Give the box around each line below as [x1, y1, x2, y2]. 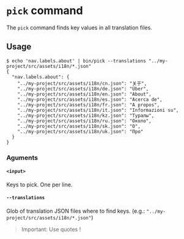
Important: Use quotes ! [21, 226, 81, 233]
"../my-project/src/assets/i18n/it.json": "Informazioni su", [17, 107, 179, 113]
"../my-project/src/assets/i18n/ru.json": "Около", [17, 117, 152, 124]
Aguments [6, 153, 39, 162]
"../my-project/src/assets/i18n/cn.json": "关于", [17, 80, 147, 86]
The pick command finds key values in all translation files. [6, 24, 153, 31]
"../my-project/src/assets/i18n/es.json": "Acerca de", [17, 96, 163, 103]
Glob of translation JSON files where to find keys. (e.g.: [6, 207, 145, 215]
